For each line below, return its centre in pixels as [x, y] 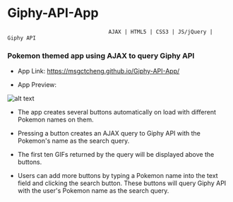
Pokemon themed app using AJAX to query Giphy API [101, 56]
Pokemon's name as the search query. [73, 141]
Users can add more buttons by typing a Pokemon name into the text [118, 176]
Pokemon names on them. [55, 120]
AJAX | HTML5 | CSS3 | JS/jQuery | [161, 32]
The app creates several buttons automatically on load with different [117, 112]
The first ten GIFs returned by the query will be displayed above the [116, 155]
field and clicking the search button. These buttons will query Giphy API [122, 183]
